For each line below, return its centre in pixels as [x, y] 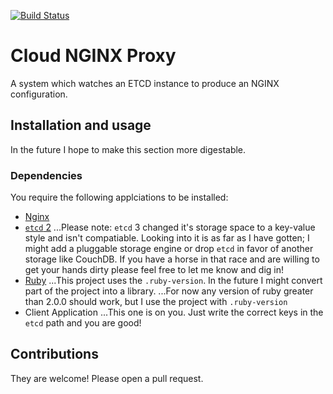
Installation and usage [81, 125]
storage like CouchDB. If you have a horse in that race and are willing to [172, 259]
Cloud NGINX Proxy [93, 56]
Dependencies [46, 175]
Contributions [54, 354]
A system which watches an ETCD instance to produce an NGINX [145, 83]
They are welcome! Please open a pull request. [107, 378]
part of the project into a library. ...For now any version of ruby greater [169, 291]
